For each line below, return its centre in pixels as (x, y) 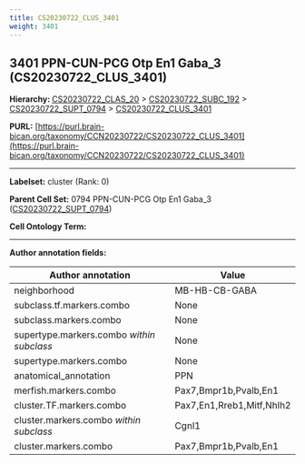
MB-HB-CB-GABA (216, 290)
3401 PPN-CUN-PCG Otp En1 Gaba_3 (115, 63)
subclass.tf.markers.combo (72, 306)
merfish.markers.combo (65, 390)
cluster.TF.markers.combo (70, 406)
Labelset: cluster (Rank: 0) (59, 182)
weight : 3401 (34, 26)
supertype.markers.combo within (85, 335)
